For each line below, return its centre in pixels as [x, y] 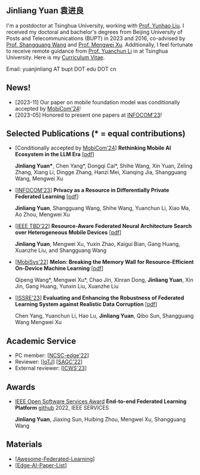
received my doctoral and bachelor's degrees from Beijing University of [94, 32]
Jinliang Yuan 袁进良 [45, 11]
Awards [21, 387]
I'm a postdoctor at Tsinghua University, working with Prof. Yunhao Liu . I [95, 25]
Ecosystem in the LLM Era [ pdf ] [54, 154]
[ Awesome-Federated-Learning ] [55, 459]
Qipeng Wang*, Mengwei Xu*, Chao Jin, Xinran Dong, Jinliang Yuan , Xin [104, 280]
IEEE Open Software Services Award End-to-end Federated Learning [101, 401]
